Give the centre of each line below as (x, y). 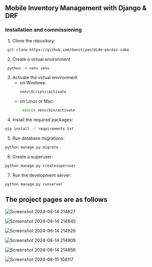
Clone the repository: (34, 40)
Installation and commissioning (44, 30)
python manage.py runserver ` (35, 184)
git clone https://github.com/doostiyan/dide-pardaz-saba (68, 50)
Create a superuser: (33, 156)
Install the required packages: (42, 120)
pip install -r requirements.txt (39, 129)
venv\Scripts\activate (43, 92)
